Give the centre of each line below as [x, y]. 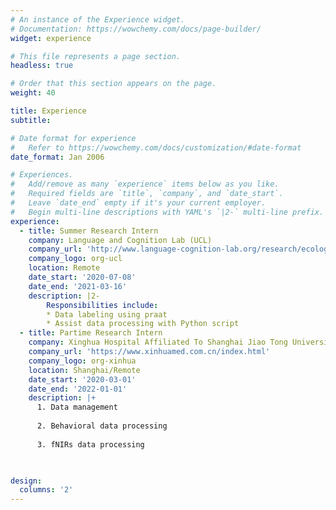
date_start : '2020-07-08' [82, 277]
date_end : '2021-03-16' [78, 286]
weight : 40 [33, 93]
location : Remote [64, 268]
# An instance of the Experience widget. [98, 19]
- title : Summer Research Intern [89, 231]
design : [26, 481]
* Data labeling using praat [107, 314]
